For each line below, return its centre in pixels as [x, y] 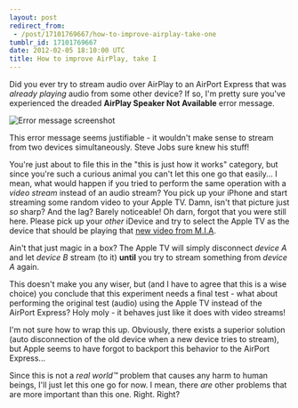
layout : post [33, 17]
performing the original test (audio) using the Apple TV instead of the [136, 303]
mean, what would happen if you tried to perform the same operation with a [148, 183]
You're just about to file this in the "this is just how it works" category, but [144, 164]
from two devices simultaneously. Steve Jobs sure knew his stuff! [129, 147]
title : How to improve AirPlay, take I [83, 59]
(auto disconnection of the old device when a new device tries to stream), [145, 339]
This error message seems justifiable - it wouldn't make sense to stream [141, 138]
